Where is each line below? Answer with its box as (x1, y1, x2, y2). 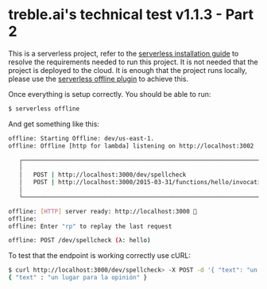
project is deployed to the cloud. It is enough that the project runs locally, (8, 65, 248, 75)
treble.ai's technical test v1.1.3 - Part (8, 6, 254, 24)
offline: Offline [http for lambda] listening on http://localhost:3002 (8, 141, 254, 150)
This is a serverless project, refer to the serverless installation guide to (8, 48, 239, 58)
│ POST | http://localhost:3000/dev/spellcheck (18, 171, 187, 179)
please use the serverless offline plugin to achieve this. (8, 74, 189, 83)
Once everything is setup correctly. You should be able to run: (8, 89, 211, 98)
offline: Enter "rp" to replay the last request (8, 222, 172, 230)
